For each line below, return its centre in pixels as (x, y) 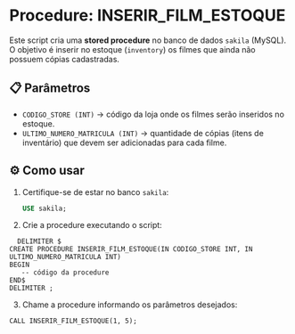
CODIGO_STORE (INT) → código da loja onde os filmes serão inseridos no (153, 114)
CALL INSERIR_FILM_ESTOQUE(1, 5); (74, 322)
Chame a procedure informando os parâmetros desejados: (130, 305)
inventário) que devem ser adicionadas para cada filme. (124, 143)
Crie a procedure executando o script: (92, 225)
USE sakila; (44, 208)
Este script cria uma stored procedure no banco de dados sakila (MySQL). (148, 40)
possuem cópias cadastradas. (65, 59)
